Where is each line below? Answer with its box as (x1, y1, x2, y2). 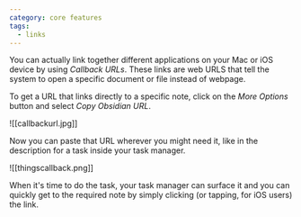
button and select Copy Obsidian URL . (9, 101, 151, 112)
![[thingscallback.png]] (9, 163, 94, 174)
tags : (9, 22, 30, 31)
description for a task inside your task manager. (9, 145, 186, 156)
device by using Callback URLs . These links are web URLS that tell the (9, 64, 270, 75)
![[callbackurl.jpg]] (9, 118, 78, 129)
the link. (9, 199, 39, 210)
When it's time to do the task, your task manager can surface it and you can (9, 180, 290, 191)
